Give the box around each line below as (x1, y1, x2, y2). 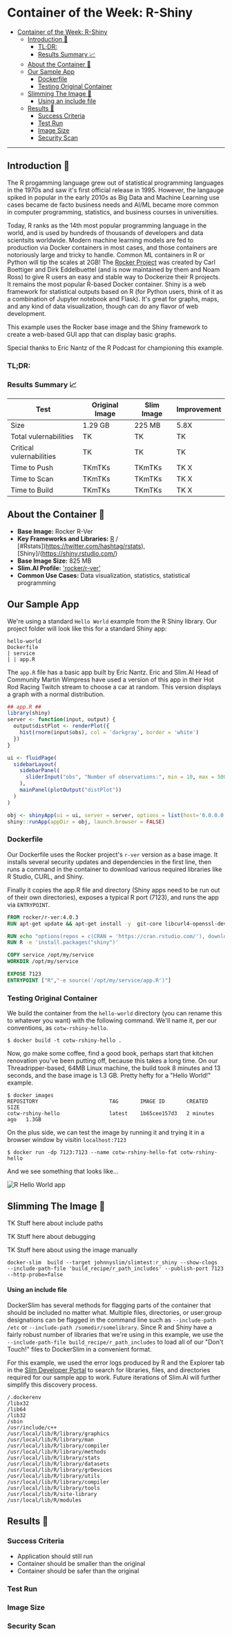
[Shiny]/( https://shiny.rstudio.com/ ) (17, 549, 118, 557)
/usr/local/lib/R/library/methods (7, 1448, 107, 1456)
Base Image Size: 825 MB (17, 556, 92, 565)
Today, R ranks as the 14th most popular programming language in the (7, 221, 207, 230)
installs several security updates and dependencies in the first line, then (7, 857, 212, 866)
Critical (10, 442, 35, 452)
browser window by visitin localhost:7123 (7, 1136, 126, 1144)
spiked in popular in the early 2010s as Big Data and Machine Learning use (7, 193, 220, 201)
